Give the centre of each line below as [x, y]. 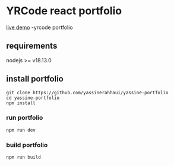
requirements [32, 46]
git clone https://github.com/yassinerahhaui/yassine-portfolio [87, 92]
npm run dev [21, 130]
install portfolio [35, 79]
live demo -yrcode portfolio [39, 27]
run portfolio [25, 118]
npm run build [24, 157]
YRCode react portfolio [64, 11]
